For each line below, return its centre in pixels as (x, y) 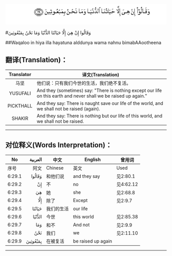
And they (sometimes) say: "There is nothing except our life (99, 90)
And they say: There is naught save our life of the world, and (100, 103)
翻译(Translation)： (37, 60)
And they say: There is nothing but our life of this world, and (100, 116)
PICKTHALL (20, 106)
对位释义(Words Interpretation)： (59, 145)
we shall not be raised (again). (69, 108)
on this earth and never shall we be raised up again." (92, 96)
